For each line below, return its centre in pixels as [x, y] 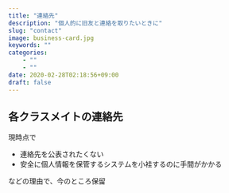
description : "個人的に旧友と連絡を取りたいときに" [85, 23]
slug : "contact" [35, 30]
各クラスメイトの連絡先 [66, 116]
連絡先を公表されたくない [62, 154]
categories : [28, 53]
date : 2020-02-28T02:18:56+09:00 [64, 75]
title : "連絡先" [33, 16]
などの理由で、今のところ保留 [57, 181]
